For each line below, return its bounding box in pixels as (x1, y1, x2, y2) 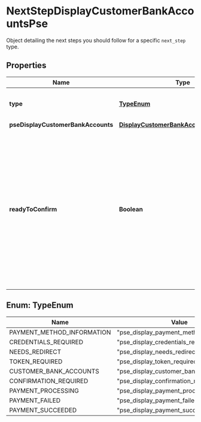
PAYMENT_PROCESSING (9, 386, 80, 394)
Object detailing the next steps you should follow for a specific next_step (6, 37, 186, 44)
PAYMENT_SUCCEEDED (9, 406, 77, 414)
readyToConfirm (9, 205, 57, 213)
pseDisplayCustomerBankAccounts (9, 120, 114, 129)
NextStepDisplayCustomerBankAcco (6, 4, 194, 18)
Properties (6, 60, 47, 71)
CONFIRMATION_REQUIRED (9, 377, 89, 385)
